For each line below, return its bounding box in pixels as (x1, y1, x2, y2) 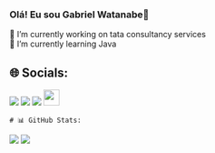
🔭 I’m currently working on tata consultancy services (9, 29, 207, 40)
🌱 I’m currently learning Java (9, 38, 117, 49)
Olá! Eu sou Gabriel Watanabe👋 (9, 8, 150, 21)
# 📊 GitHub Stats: (9, 116, 82, 126)
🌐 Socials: (9, 65, 69, 80)
